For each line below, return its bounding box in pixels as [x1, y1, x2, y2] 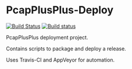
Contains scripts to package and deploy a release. [6, 45, 126, 52]
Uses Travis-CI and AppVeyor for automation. [6, 56, 115, 63]
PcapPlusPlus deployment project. [6, 34, 88, 41]
